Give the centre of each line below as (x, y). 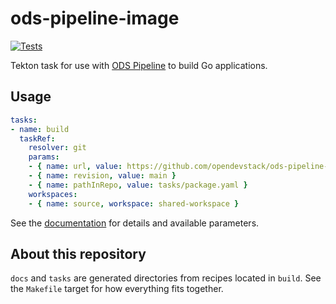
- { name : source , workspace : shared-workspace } (134, 203)
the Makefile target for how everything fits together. (117, 289)
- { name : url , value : (75, 167)
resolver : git (57, 148)
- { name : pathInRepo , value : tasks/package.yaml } (138, 185)
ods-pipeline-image (95, 18)
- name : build (40, 129)
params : (44, 157)
